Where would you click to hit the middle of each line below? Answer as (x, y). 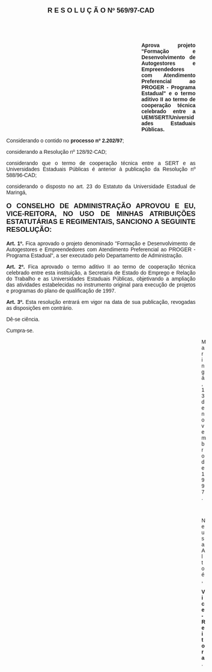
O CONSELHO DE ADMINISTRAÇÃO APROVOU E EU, (101, 206)
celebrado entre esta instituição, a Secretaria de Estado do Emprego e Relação (101, 273)
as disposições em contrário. (40, 308)
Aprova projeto (168, 45)
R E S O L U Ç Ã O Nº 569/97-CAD (101, 11)
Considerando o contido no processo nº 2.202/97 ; (65, 141)
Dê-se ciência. (23, 319)
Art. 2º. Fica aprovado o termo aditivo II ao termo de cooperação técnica (101, 267)
